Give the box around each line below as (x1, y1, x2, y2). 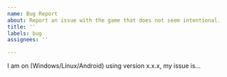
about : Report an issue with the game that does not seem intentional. (7, 17, 221, 24)
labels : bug (7, 29, 42, 37)
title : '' (7, 23, 36, 30)
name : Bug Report (7, 10, 58, 17)
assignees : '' (7, 36, 49, 43)
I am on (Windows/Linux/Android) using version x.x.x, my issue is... (7, 62, 201, 70)
